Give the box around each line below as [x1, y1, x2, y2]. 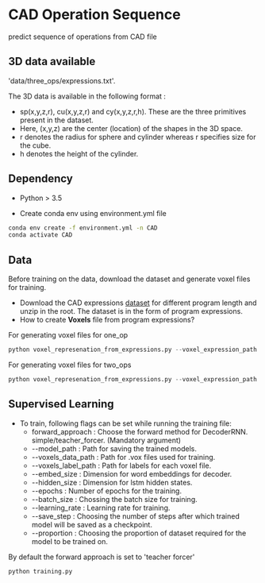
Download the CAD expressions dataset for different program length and [19, 298, 257, 307]
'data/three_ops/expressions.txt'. [8, 75, 116, 85]
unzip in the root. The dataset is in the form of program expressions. [19, 307, 244, 316]
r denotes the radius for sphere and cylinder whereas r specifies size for [19, 132, 256, 141]
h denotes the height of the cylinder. [19, 149, 139, 158]
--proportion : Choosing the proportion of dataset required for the [31, 528, 247, 538]
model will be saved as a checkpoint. [31, 519, 153, 529]
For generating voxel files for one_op [8, 330, 129, 340]
